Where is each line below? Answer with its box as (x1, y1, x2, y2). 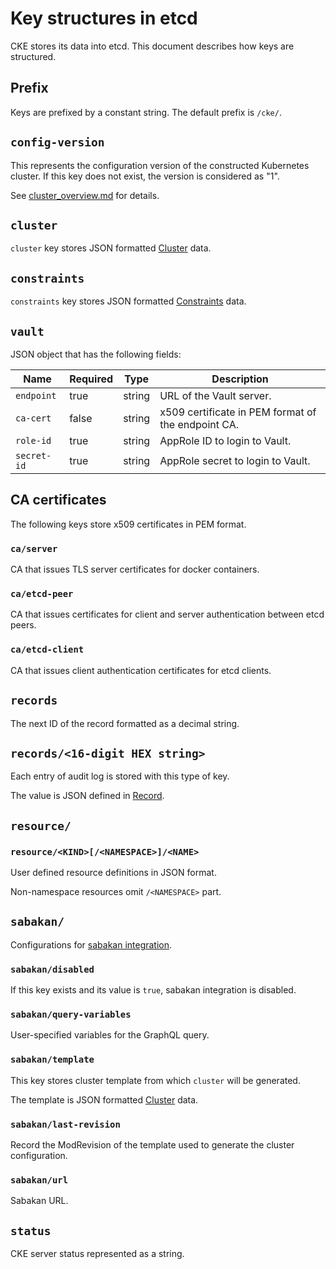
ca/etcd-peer (10, 588, 74, 600)
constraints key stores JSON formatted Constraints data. (10, 295, 247, 307)
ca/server (10, 543, 58, 554)
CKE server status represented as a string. (10, 1248, 185, 1260)
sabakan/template (10, 1054, 95, 1066)
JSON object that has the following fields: (10, 348, 182, 360)
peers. (10, 619, 37, 631)
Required (69, 372, 114, 386)
